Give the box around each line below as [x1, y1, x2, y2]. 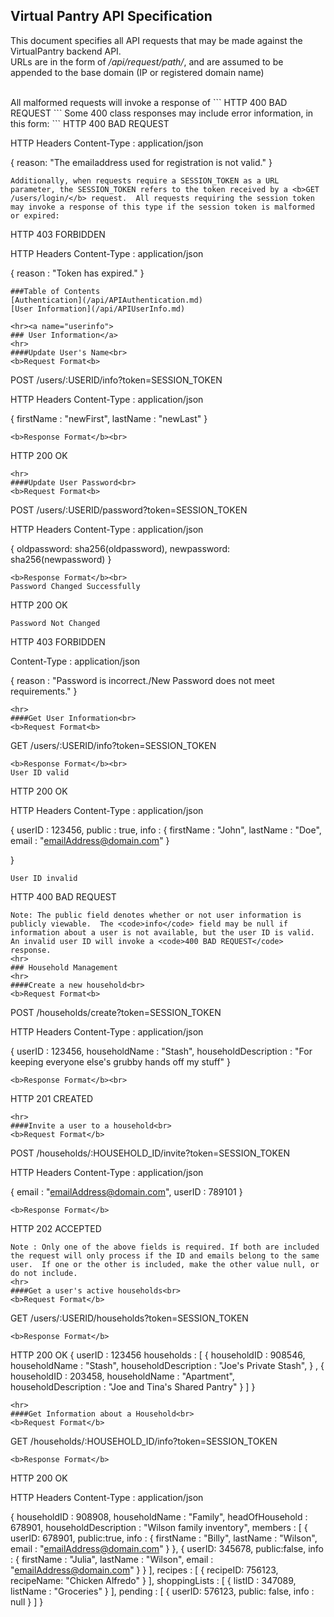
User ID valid [10, 767, 70, 778]
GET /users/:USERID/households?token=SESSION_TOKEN [10, 1312, 249, 1324]
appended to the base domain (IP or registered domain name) [10, 66, 265, 78]
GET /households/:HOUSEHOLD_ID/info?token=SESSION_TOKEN [10, 1435, 278, 1447]
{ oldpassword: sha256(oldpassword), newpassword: [10, 542, 231, 554]
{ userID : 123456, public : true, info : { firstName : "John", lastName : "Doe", [10, 824, 322, 836]
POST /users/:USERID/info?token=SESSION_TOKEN [10, 374, 223, 386]
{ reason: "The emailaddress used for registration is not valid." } [10, 156, 273, 168]
